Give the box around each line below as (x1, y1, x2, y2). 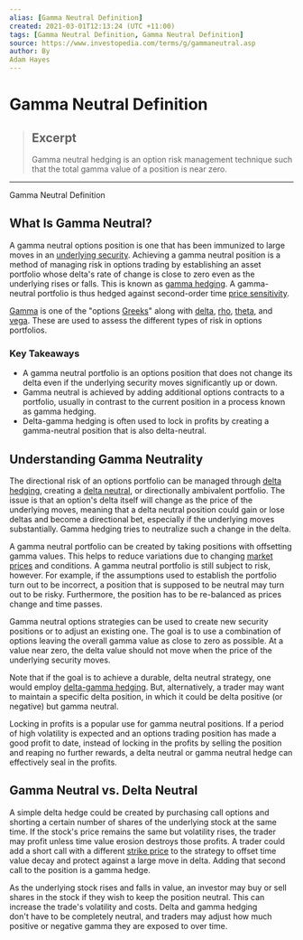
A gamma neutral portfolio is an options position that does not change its (22, 368, 293, 379)
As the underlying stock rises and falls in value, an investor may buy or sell (9, 882, 287, 893)
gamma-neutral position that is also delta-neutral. (22, 426, 207, 437)
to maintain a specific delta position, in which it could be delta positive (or (9, 691, 283, 701)
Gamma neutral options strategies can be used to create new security (9, 616, 269, 626)
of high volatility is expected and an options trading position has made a (9, 728, 277, 738)
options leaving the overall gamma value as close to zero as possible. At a (9, 634, 284, 646)
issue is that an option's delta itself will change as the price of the (9, 494, 253, 505)
